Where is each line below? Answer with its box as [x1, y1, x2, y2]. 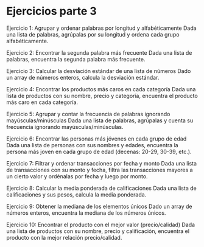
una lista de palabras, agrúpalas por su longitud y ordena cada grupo [6, 30, 180, 38]
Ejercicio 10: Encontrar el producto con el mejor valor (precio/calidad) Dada [6, 221, 195, 228]
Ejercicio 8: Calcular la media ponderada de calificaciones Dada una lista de [6, 184, 197, 192]
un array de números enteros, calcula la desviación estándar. [6, 74, 160, 81]
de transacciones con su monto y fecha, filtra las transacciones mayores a [6, 166, 193, 173]
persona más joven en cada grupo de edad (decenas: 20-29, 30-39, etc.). [6, 148, 192, 155]
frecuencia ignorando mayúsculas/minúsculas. [6, 123, 124, 130]
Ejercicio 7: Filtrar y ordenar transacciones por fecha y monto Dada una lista [6, 159, 197, 167]
